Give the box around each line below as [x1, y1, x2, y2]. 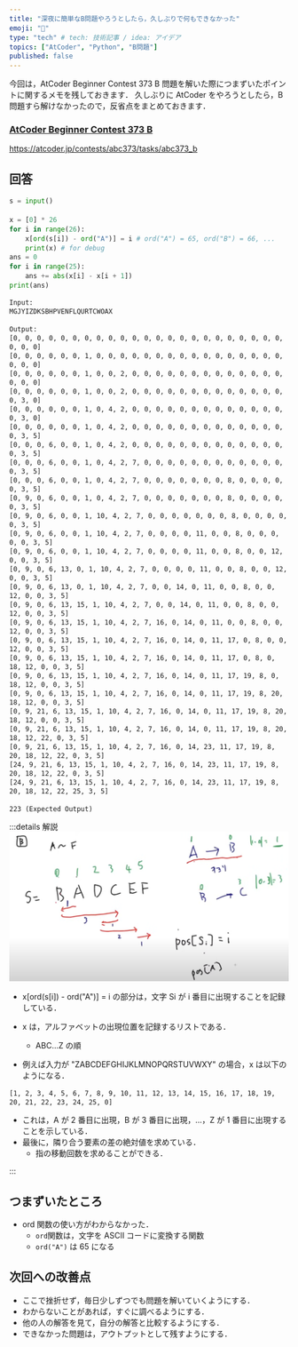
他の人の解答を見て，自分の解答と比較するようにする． [21, 1317, 224, 1327]
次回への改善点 [9, 1270, 91, 1285]
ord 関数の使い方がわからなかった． [21, 1219, 153, 1230]
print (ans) [9, 281, 50, 291]
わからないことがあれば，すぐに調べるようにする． [21, 1306, 209, 1317]
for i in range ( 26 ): [9, 225, 86, 234]
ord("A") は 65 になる [35, 1241, 115, 1252]
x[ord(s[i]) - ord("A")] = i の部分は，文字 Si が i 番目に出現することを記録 [21, 992, 286, 1002]
